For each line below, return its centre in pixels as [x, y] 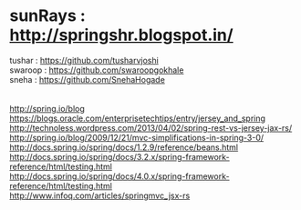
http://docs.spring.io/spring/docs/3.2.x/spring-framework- [119, 156]
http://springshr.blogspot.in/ [122, 35]
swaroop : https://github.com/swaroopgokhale [97, 70]
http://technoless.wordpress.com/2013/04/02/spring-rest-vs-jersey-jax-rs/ [151, 127]
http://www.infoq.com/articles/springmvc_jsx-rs [100, 195]
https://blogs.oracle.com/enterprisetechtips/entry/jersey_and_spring [138, 118]
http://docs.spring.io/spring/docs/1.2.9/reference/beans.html [124, 147]
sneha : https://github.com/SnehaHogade [88, 79]
